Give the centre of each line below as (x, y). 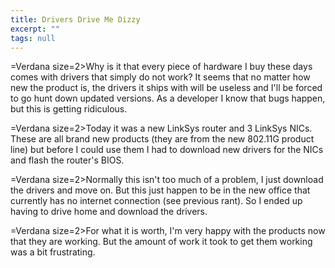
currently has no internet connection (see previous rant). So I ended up (156, 201)
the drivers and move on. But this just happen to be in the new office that (160, 190)
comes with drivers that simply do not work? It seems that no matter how (160, 77)
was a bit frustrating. (53, 252)
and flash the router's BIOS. (67, 160)
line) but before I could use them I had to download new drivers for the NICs (167, 150)
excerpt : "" (35, 29)
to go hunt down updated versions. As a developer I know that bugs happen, (168, 98)
